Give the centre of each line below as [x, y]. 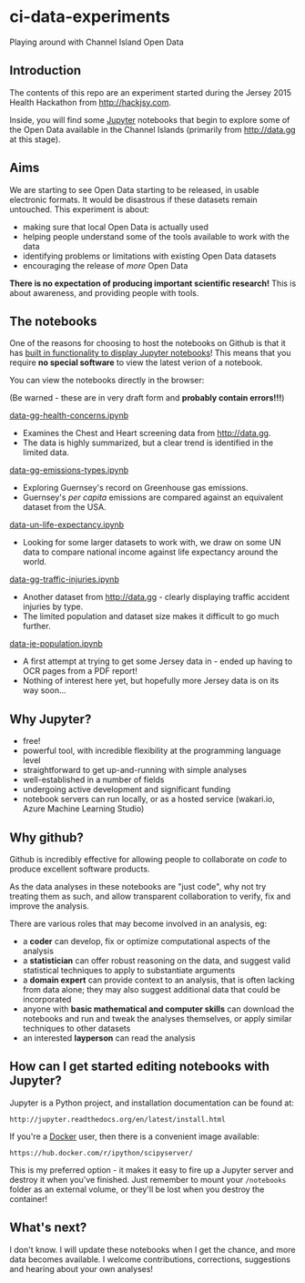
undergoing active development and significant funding [127, 789]
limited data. [46, 453]
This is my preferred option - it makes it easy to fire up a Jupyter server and [152, 1170]
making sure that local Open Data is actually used [116, 227]
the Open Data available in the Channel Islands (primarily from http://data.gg [152, 129]
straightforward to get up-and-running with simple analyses [135, 770]
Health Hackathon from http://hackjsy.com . [90, 102]
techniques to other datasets [76, 1028]
